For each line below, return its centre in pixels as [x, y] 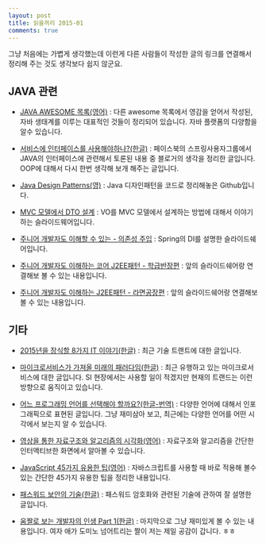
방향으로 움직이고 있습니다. [61, 387]
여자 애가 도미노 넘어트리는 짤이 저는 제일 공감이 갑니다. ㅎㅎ [143, 531]
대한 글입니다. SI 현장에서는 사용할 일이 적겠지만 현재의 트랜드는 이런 [147, 377]
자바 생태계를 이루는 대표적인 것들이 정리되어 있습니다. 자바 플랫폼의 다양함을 [139, 122]
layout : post [30, 15]
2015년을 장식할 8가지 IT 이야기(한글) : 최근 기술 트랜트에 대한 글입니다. [131, 350]
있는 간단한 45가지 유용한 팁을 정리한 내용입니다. [95, 478]
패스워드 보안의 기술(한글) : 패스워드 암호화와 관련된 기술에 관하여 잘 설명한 [135, 494]
